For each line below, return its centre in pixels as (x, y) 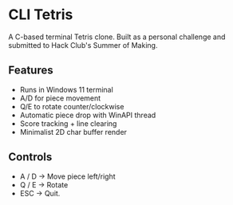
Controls (30, 157)
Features (31, 71)
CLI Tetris (41, 15)
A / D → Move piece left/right (67, 176)
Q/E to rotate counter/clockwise (72, 106)
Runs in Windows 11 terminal (66, 89)
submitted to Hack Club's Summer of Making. (83, 45)
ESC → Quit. (40, 193)
